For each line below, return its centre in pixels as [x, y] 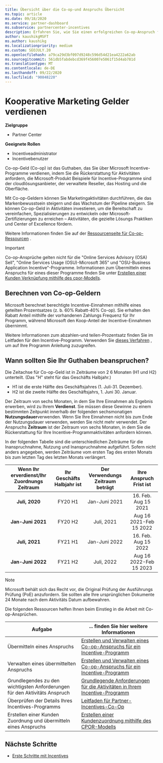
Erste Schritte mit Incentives [40, 756]
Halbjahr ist [68, 485]
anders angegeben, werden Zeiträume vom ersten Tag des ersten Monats [79, 452]
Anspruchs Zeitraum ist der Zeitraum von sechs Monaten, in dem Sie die [78, 427]
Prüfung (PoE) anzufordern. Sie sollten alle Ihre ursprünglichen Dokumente [80, 595]
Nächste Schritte [31, 744]
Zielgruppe [16, 125]
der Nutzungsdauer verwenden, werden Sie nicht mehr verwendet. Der [76, 422]
